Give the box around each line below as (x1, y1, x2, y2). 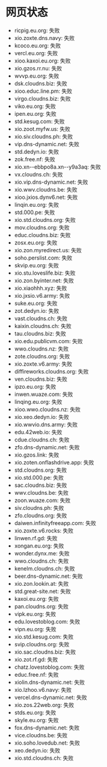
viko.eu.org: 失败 (14, 102, 57, 110)
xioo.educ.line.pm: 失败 (14, 87, 73, 95)
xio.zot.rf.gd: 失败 (14, 655, 58, 663)
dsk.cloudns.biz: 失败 (14, 79, 67, 87)
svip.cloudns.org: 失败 (14, 640, 70, 648)
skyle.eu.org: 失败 (14, 716, 59, 723)
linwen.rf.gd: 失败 (14, 534, 58, 541)
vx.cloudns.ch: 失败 (14, 170, 63, 178)
